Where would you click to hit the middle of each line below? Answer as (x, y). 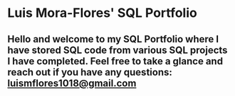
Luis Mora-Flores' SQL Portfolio (102, 13)
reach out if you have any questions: (90, 72)
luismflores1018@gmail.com (72, 83)
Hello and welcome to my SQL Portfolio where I (113, 39)
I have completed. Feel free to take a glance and (115, 61)
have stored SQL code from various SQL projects (117, 50)
